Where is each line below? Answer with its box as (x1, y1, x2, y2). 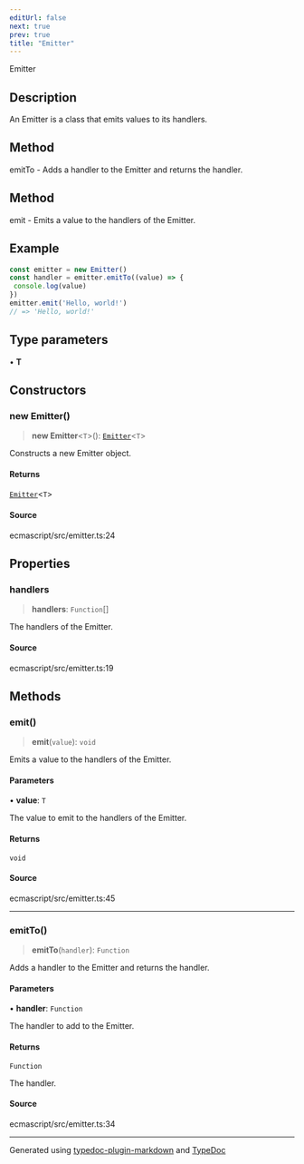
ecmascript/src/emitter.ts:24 (9, 530, 116, 541)
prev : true (9, 30, 51, 39)
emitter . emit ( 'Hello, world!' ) (9, 298, 128, 308)
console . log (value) (13, 282, 88, 291)
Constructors (9, 382, 87, 397)
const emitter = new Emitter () (9, 265, 128, 274)
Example (9, 241, 60, 257)
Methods (9, 689, 62, 704)
